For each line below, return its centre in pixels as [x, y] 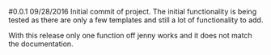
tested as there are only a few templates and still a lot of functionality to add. [136, 20]
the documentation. [41, 44]
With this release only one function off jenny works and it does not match [130, 35]
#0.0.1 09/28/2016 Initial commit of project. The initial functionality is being [133, 12]
